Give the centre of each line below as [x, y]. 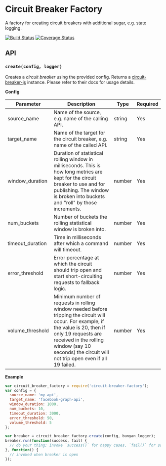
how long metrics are [78, 172]
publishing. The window [81, 190]
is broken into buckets [79, 196]
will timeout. [68, 249]
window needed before [81, 309]
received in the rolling [79, 340]
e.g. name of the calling [81, 118]
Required [147, 104]
